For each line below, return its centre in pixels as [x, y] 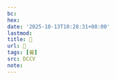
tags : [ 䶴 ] [23, 53]
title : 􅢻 [20, 40]
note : [15, 65]
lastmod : [20, 33]
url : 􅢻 [17, 46]
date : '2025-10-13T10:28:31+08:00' [59, 26]
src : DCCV [22, 59]
